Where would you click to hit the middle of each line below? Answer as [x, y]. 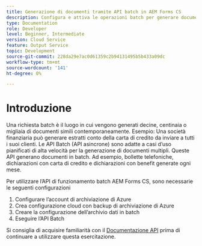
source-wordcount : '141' [37, 68]
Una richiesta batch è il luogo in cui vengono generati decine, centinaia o [96, 125]
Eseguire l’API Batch [40, 219]
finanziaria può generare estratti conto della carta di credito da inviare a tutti [100, 138]
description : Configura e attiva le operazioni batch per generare [93, 17]
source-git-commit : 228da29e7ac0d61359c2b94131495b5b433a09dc [86, 57]
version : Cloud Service [36, 40]
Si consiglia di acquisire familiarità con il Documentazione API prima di [93, 230]
